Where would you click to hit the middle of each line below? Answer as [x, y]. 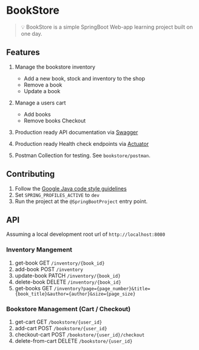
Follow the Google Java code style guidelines [71, 188]
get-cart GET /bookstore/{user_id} [59, 322]
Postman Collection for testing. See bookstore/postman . [82, 155]
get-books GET [33, 288]
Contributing [30, 174]
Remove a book [43, 85]
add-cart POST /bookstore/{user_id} [61, 328]
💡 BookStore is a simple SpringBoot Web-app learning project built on [107, 27]
